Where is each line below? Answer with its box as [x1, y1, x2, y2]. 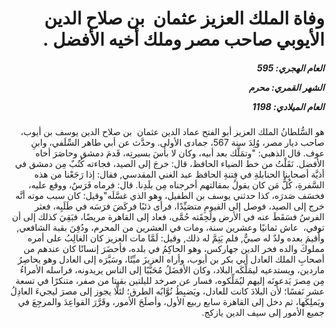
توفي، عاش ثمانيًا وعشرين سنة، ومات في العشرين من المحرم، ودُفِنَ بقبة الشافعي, [16, 222, 325, 234]
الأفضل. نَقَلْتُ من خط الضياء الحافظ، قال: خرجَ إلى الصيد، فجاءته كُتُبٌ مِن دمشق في [14, 158, 325, 170]
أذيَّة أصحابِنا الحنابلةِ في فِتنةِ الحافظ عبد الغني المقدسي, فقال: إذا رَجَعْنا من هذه [33, 168, 325, 181]
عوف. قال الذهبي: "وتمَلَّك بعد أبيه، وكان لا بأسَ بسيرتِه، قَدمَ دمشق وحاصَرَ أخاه [35, 147, 325, 159]
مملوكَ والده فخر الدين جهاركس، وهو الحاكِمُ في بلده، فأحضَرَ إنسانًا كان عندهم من [23, 243, 325, 255]
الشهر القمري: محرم [248, 81, 325, 93]
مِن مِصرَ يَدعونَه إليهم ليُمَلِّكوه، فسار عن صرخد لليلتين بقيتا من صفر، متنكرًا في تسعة [15, 275, 325, 287]
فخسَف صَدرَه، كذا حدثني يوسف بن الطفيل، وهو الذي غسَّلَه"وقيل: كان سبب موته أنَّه [15, 190, 325, 202]
